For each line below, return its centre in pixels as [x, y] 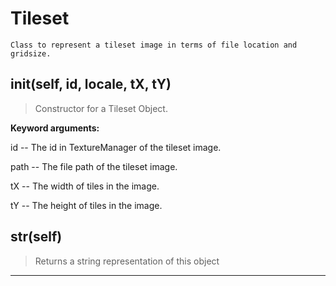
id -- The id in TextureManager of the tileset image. [116, 147]
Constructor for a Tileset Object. [101, 108]
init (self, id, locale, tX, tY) [91, 84]
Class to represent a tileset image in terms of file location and [154, 45]
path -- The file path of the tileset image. [94, 166]
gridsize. [31, 53]
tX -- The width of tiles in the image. [85, 186]
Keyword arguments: [55, 128]
